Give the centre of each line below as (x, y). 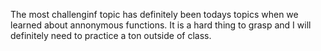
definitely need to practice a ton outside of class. (111, 35)
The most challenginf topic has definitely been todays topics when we (154, 14)
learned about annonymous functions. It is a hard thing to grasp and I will (161, 25)
